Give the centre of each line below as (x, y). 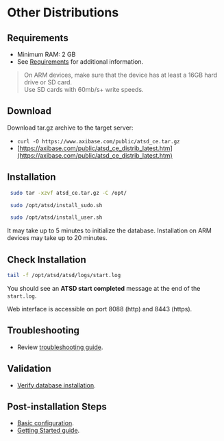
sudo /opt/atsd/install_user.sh (56, 217)
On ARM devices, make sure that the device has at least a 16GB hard (121, 75)
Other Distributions (63, 13)
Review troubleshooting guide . (60, 347)
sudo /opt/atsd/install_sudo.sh (56, 205)
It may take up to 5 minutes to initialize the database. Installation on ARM (110, 230)
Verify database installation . (56, 385)
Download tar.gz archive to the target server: (70, 128)
